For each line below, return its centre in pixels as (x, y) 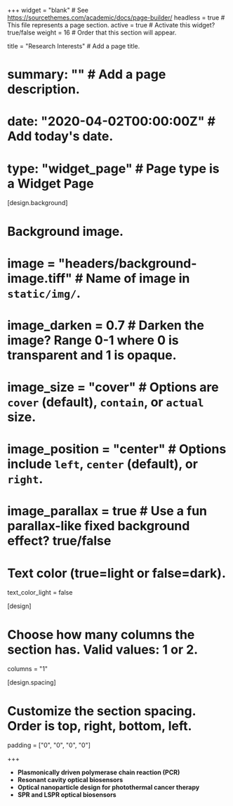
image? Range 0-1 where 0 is (93, 340)
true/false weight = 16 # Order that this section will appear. (92, 32)
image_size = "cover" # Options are (113, 387)
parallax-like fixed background (99, 526)
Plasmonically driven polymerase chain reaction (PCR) (99, 772)
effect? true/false (59, 541)
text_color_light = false (40, 593)
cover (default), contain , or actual (106, 402)
